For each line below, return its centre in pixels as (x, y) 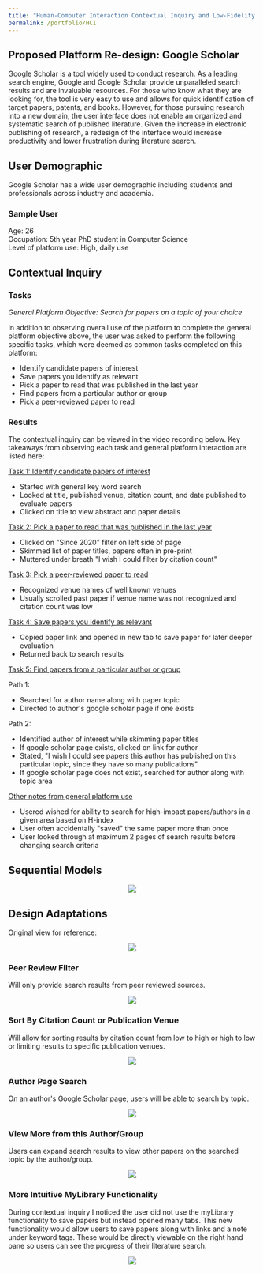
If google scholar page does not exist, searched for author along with (132, 773)
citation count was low (56, 607)
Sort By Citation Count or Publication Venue (94, 1020)
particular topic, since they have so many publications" (109, 764)
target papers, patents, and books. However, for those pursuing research (126, 107)
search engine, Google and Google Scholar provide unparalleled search (124, 82)
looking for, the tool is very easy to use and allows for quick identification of (131, 99)
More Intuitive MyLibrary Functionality (83, 1195)
